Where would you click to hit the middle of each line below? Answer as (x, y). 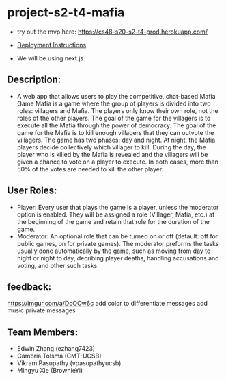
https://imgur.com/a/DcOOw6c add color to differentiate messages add (108, 304)
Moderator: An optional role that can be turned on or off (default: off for (117, 236)
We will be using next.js (50, 58)
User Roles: (32, 191)
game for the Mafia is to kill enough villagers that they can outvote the (115, 132)
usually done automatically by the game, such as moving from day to (114, 251)
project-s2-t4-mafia (66, 13)
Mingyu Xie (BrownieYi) (50, 371)
